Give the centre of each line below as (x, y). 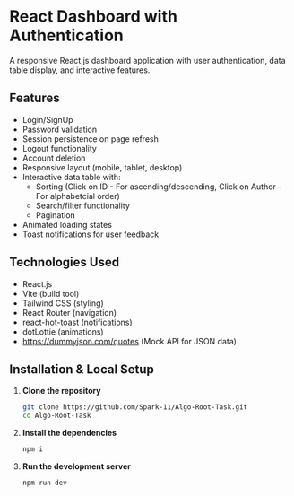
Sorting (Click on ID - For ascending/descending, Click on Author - (159, 187)
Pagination (56, 215)
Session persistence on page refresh (90, 139)
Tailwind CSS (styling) (63, 303)
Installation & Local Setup (82, 369)
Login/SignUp (48, 119)
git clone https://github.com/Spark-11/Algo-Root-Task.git (135, 407)
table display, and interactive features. (80, 70)
